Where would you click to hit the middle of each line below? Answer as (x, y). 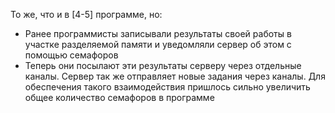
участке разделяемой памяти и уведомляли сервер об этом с (158, 44)
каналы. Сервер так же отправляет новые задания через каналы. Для (175, 76)
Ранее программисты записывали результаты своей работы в (158, 33)
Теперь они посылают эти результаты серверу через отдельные (163, 65)
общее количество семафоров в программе (119, 97)
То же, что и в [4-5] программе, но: (86, 14)
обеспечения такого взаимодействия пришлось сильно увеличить (167, 87)
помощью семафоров (71, 55)
